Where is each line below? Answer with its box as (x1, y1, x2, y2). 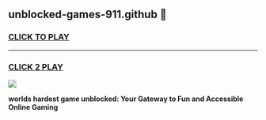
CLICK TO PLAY (8, 32, 70, 43)
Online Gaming (8, 102, 59, 111)
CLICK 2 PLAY (8, 61, 63, 72)
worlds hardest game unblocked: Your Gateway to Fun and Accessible (8, 94, 244, 103)
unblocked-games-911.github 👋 (8, 8, 167, 21)
